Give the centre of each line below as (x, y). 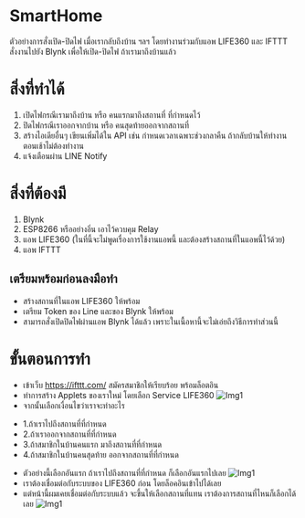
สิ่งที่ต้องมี (38, 194)
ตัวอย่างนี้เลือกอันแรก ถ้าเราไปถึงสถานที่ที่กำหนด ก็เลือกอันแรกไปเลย (124, 472)
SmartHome (56, 16)
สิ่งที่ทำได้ (37, 89)
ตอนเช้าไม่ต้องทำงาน (53, 145)
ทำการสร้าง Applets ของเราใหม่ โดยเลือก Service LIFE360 (118, 395)
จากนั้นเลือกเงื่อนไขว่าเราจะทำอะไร (74, 405)
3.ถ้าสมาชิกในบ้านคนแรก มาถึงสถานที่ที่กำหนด (92, 444)
